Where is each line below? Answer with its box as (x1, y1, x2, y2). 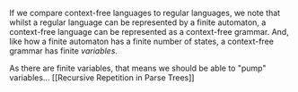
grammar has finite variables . (9, 46, 118, 56)
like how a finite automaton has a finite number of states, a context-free (9, 36, 274, 46)
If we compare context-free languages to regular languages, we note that (9, 8, 281, 18)
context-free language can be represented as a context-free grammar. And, (9, 27, 289, 37)
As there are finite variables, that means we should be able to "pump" (9, 63, 267, 73)
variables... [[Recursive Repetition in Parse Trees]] (9, 72, 195, 83)
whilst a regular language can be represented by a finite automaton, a (9, 17, 267, 28)
